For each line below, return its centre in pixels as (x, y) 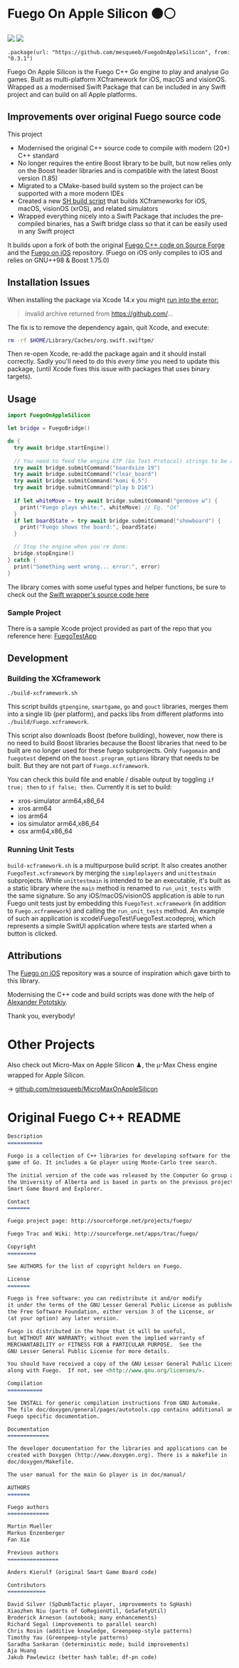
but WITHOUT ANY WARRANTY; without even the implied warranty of (106, 1338)
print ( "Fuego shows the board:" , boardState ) (89, 527)
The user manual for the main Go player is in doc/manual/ (97, 1475)
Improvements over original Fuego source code (115, 117)
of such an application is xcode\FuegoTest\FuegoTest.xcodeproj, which (111, 918)
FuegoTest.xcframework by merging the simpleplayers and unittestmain (112, 873)
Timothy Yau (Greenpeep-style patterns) (68, 1637)
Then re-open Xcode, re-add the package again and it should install (107, 354)
